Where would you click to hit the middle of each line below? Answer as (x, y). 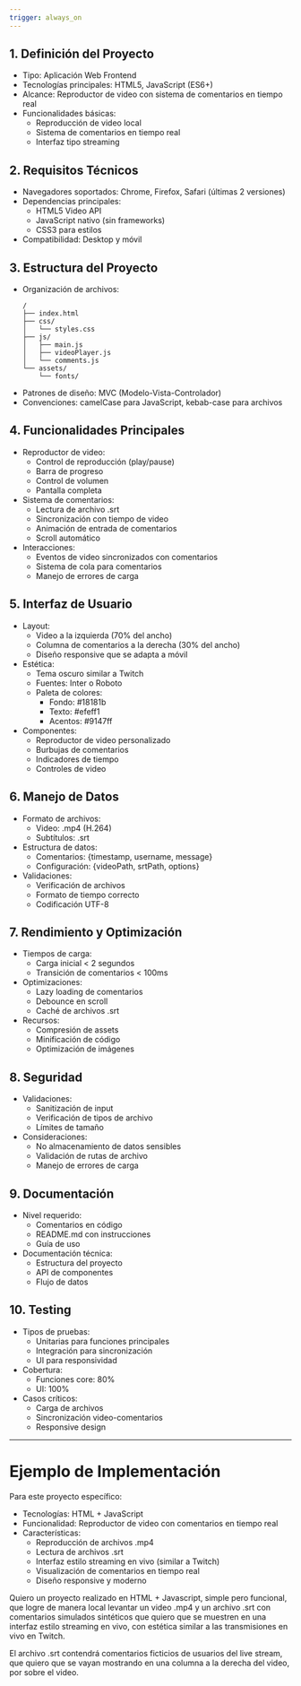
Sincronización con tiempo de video (102, 519)
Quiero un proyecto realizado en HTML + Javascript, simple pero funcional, (148, 1597)
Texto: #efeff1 (74, 711)
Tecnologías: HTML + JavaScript (82, 1513)
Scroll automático (68, 538)
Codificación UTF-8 (72, 904)
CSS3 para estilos (69, 230)
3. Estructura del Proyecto (84, 268)
